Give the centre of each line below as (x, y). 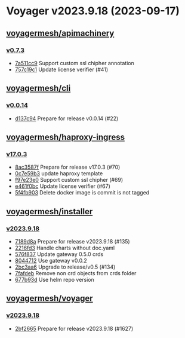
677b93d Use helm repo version (54, 279)
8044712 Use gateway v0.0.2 (51, 260)
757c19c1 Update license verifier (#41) (61, 69)
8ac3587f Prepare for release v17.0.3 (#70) (67, 167)
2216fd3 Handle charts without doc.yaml (65, 248)
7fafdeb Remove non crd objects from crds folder (75, 273)
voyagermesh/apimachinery (60, 33)
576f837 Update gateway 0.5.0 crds (59, 254)
